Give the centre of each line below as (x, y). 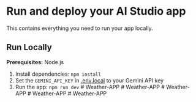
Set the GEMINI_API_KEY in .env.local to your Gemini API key (89, 80)
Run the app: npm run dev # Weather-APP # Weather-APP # (90, 87)
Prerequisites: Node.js (35, 62)
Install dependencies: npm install (58, 74)
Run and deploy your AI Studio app (96, 11)
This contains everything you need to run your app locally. (80, 28)
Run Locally (29, 47)
